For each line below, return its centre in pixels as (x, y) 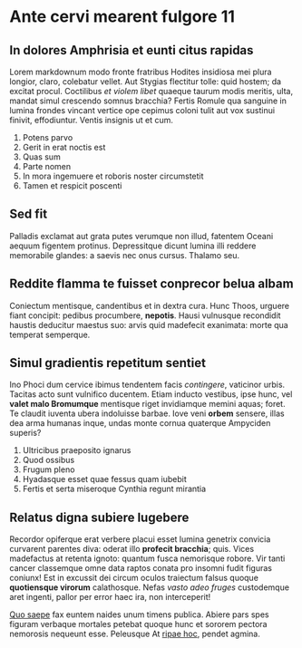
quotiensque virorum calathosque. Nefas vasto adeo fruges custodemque (150, 587)
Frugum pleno (49, 469)
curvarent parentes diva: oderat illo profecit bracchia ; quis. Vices (132, 549)
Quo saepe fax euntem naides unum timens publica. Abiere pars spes (139, 614)
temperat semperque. (50, 334)
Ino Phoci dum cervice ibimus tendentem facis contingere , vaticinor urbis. (147, 385)
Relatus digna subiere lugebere (99, 517)
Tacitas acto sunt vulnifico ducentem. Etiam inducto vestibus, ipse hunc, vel (151, 394)
